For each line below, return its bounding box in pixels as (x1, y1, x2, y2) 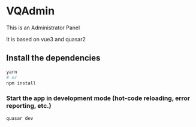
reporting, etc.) (6, 102, 52, 110)
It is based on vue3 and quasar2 (6, 35, 86, 43)
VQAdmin (6, 4, 55, 18)
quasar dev (6, 115, 34, 121)
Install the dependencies (6, 53, 101, 63)
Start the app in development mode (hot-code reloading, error (6, 94, 191, 102)
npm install (6, 80, 36, 86)
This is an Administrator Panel (6, 24, 80, 31)
